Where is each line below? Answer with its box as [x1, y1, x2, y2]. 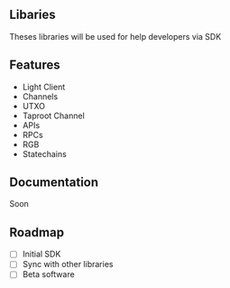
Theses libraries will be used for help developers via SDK [9, 31, 222, 42]
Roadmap [9, 225, 65, 240]
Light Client [22, 81, 66, 92]
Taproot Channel [22, 110, 86, 121]
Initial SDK [22, 248, 61, 260]
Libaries [9, 7, 56, 23]
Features [9, 58, 60, 73]
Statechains [22, 148, 68, 159]
